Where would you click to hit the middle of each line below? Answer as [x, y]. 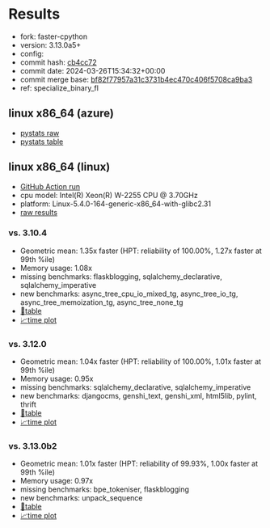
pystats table [42, 142]
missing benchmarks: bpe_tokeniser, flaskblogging [105, 489]
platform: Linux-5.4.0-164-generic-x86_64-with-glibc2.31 [116, 204]
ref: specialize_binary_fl [59, 88]
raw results [39, 212]
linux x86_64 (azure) [61, 114]
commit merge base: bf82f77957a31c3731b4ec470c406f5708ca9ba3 [136, 79]
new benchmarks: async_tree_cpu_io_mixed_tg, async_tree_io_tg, [129, 294]
